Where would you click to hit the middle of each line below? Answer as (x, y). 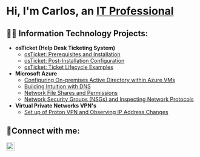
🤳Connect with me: (43, 131)
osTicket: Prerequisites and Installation (72, 54)
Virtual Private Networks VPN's (56, 106)
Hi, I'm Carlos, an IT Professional (90, 11)
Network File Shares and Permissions (71, 93)
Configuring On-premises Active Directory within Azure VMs (100, 80)
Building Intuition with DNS (57, 86)
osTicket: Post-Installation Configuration (74, 61)
